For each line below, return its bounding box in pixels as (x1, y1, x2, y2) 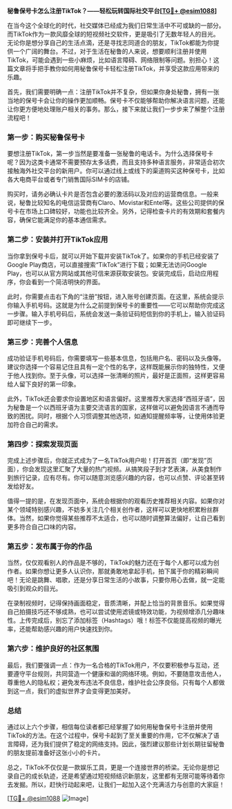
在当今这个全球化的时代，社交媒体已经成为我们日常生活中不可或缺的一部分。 (7, 21, 225, 30)
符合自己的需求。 (12, 420, 62, 428)
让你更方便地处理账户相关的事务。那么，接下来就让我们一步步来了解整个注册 (7, 105, 225, 113)
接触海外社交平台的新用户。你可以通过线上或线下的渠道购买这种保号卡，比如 (7, 167, 225, 175)
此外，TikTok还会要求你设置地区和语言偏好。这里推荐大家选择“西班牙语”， (7, 394, 219, 403)
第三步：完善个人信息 (7, 337, 78, 347)
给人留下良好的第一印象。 (7, 379, 80, 388)
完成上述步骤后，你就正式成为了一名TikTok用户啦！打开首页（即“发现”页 (7, 457, 213, 465)
